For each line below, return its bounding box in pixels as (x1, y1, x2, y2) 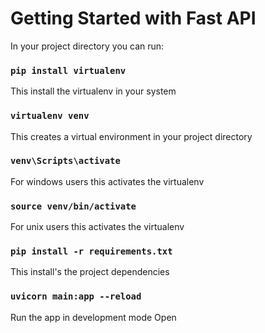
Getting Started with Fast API (10, 7, 257, 30)
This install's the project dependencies (10, 266, 170, 278)
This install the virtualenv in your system (10, 85, 177, 97)
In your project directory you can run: (10, 40, 165, 52)
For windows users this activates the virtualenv (10, 175, 205, 187)
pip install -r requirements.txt (10, 246, 173, 257)
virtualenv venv (10, 110, 90, 122)
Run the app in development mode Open (10, 311, 177, 323)
